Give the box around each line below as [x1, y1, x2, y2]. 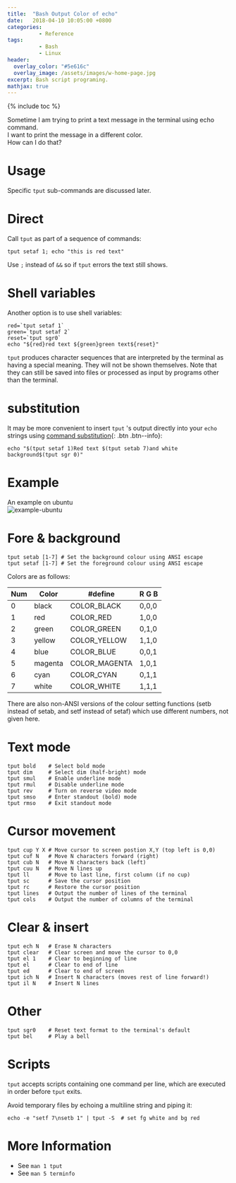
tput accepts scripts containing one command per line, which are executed [7, 1079, 226, 1088]
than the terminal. [7, 376, 58, 384]
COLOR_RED [70, 612, 112, 622]
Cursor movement [7, 823, 116, 839]
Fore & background [7, 531, 121, 546]
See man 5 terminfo [17, 1169, 75, 1177]
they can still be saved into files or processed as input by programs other [7, 368, 220, 377]
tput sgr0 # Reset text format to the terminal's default [7, 1026, 191, 1034]
